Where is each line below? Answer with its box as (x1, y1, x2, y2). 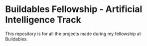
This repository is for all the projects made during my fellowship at (5, 30, 141, 36)
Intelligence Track (5, 14, 81, 25)
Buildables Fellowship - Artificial (5, 3, 143, 15)
